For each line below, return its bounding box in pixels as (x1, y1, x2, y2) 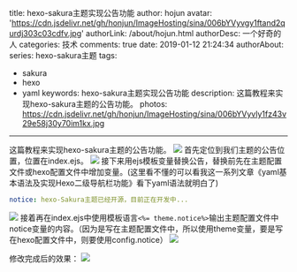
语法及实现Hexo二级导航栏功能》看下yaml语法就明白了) (16, 178, 219, 188)
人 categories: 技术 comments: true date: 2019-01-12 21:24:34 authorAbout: (9, 39, 285, 49)
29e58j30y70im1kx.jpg (21, 118, 105, 128)
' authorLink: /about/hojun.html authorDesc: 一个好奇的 (80, 28, 282, 38)
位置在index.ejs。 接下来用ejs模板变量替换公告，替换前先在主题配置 (24, 155, 283, 166)
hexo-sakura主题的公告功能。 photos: (29, 99, 168, 109)
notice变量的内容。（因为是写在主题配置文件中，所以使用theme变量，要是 (9, 223, 276, 234)
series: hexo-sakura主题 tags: (9, 50, 118, 60)
